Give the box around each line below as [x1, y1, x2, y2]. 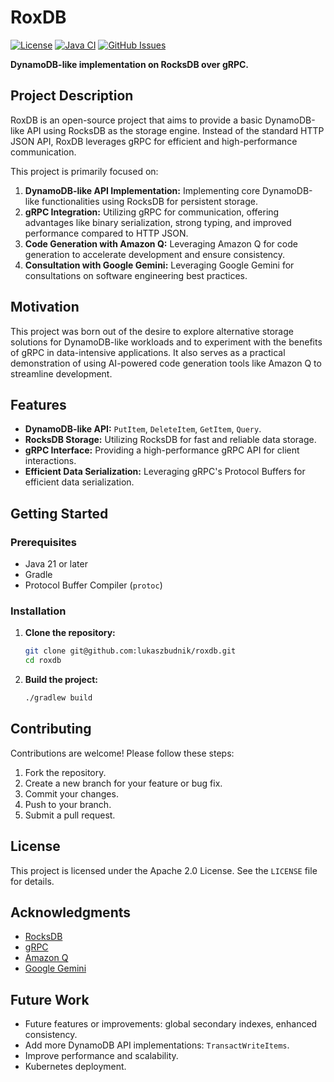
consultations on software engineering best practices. [24, 269, 248, 281]
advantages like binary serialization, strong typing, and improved [24, 216, 292, 228]
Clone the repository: [24, 627, 116, 639]
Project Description [10, 87, 134, 105]
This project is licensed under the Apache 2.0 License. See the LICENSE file [10, 864, 318, 876]
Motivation [10, 299, 80, 316]
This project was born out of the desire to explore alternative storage [10, 325, 294, 337]
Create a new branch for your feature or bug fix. [24, 777, 223, 789]
